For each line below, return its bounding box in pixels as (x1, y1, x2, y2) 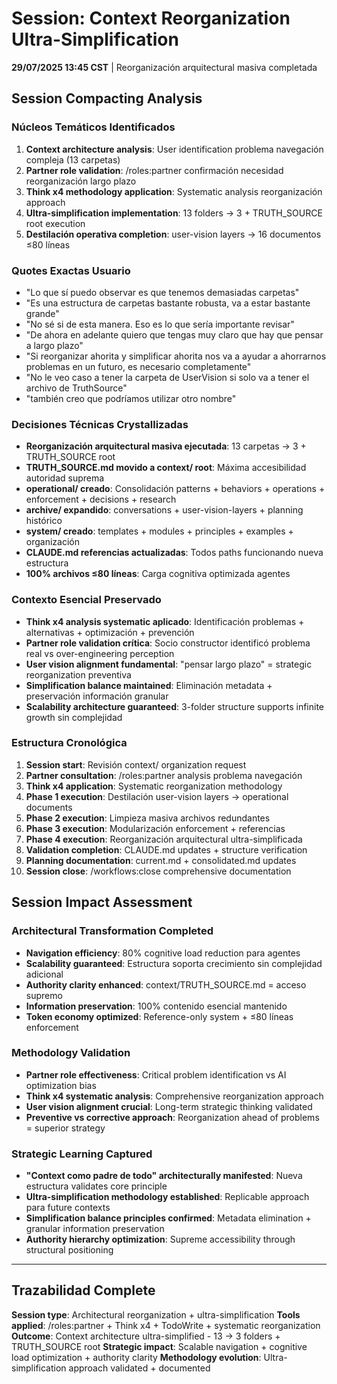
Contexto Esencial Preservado (11, 593, 162, 607)
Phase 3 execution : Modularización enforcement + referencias (25, 822, 286, 834)
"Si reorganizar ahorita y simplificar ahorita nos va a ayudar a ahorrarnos (25, 350, 327, 362)
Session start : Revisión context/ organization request (25, 758, 247, 771)
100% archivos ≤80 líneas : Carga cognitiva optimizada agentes (25, 568, 291, 580)
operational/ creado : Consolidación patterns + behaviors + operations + (25, 483, 326, 495)
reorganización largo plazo (25, 175, 137, 187)
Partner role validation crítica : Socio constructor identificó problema (25, 637, 311, 649)
